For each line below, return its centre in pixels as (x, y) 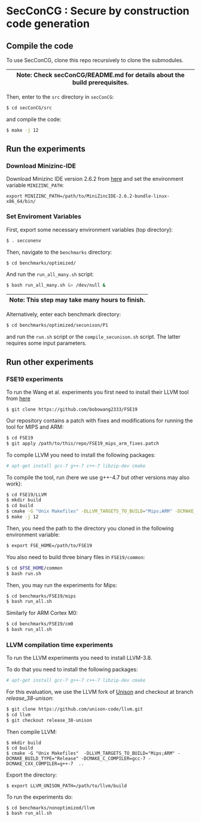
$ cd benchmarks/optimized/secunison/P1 (57, 325)
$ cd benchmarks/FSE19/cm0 (40, 624)
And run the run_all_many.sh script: (50, 274)
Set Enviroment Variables (44, 217)
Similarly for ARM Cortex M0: (42, 613)
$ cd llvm (19, 715)
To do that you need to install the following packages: (72, 669)
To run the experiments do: (39, 797)
